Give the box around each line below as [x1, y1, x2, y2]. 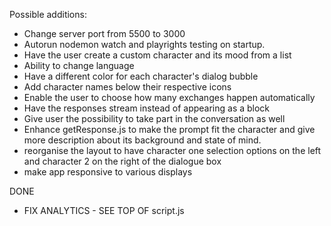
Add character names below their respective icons [23, 81, 232, 93]
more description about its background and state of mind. [23, 134, 262, 146]
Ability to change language [23, 60, 135, 71]
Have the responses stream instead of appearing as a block [23, 102, 271, 114]
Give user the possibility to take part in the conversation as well [23, 113, 286, 124]
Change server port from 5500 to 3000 [23, 28, 186, 39]
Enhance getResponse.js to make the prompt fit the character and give [23, 124, 316, 135]
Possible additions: [9, 9, 87, 20]
